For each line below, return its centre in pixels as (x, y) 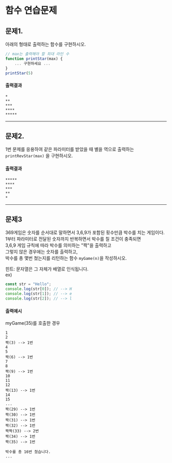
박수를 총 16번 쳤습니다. (28, 452)
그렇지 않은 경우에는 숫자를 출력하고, (41, 252)
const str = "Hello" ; (28, 284)
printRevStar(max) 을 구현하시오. (39, 156)
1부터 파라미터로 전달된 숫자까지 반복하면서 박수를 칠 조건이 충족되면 (73, 239)
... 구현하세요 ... (33, 64)
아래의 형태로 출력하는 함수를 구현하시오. (46, 44)
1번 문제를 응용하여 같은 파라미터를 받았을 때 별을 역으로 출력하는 (70, 150)
